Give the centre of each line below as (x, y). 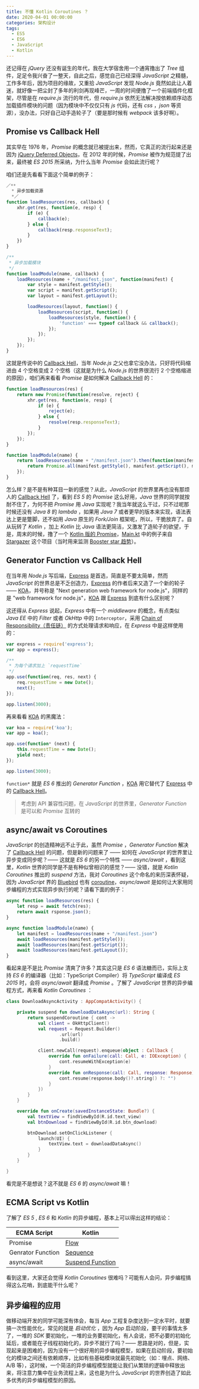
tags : (13, 28)
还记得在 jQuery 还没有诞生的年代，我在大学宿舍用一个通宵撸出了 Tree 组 (95, 68)
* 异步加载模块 (25, 262)
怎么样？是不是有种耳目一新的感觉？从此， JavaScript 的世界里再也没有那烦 (98, 489)
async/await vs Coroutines (57, 830)
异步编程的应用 (33, 1305)
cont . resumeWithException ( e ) (95, 1062)
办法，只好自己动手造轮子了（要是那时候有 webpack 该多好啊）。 (103, 112)
